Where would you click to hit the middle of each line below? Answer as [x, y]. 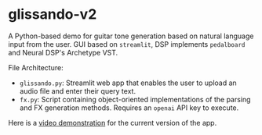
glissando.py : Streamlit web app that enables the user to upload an [128, 83]
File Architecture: [36, 67]
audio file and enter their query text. [77, 91]
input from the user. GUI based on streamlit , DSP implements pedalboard [127, 44]
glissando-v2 [53, 14]
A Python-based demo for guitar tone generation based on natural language [131, 36]
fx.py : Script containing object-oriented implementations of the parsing [135, 99]
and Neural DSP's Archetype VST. [63, 52]
